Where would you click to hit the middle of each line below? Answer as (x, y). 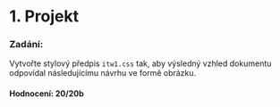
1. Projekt (44, 16)
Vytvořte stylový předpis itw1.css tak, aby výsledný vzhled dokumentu (140, 63)
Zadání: (26, 45)
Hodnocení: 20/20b (47, 94)
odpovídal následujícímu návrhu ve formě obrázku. (103, 73)
